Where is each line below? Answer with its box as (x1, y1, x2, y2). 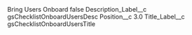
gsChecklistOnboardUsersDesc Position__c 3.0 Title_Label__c (7, 12, 186, 21)
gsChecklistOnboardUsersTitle (7, 20, 96, 28)
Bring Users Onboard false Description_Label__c (7, 5, 147, 13)
